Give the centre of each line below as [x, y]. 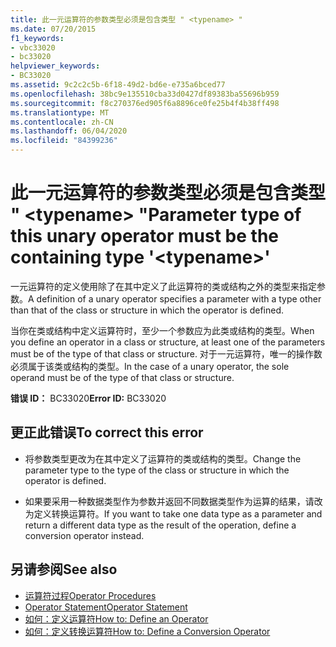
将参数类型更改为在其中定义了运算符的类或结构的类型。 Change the [163, 458]
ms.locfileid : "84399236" [64, 141]
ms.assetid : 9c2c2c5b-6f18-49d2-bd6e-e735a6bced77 [118, 85]
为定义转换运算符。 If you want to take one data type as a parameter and [173, 513]
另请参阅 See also [64, 569]
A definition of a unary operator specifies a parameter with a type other [175, 298]
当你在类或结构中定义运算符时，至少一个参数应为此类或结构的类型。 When [162, 330]
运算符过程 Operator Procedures [90, 595]
